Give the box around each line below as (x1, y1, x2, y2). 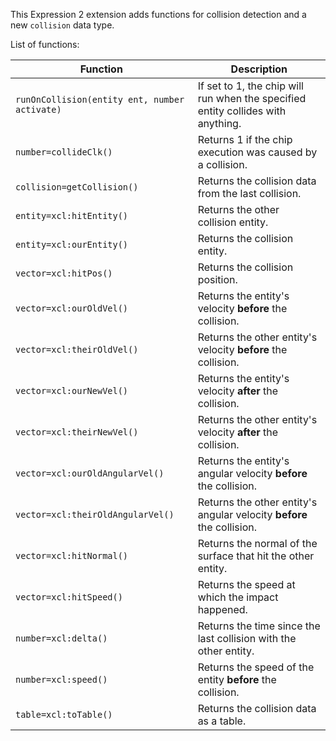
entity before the (197, 673, 277, 686)
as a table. (197, 714, 247, 728)
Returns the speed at (197, 578, 296, 591)
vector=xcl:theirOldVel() (15, 344, 139, 355)
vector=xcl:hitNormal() (15, 550, 129, 561)
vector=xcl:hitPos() (15, 268, 113, 279)
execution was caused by (197, 145, 318, 159)
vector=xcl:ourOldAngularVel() (15, 468, 165, 479)
